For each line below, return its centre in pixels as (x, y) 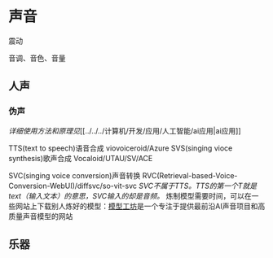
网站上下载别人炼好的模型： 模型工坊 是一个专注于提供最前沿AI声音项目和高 (140, 206)
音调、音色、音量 (37, 58)
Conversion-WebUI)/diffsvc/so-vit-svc (73, 186)
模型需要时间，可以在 (216, 195)
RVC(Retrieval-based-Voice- (190, 175)
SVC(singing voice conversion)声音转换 (75, 175)
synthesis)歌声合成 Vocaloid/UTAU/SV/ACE (81, 158)
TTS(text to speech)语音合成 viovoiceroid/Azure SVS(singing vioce (121, 148)
